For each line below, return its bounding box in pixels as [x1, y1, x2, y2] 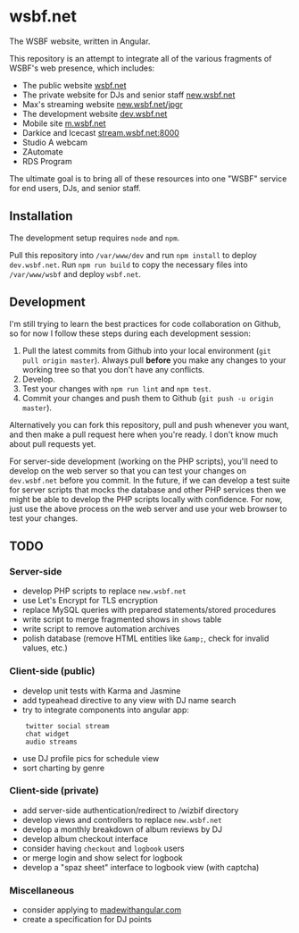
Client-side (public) [9, 665, 96, 677]
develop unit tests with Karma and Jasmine [21, 685, 181, 696]
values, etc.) [21, 643, 69, 653]
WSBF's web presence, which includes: [9, 63, 155, 73]
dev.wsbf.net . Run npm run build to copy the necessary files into [9, 259, 248, 270]
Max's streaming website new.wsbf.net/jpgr [21, 98, 183, 109]
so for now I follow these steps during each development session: [9, 328, 252, 339]
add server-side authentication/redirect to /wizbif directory [21, 804, 239, 815]
